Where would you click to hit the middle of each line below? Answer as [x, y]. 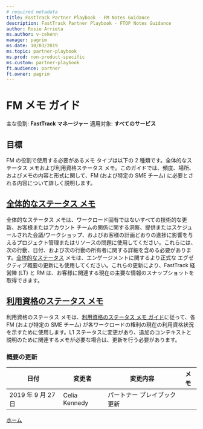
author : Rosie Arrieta [35, 29]
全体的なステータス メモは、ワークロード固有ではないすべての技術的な [94, 219]
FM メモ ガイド [43, 106]
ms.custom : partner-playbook [43, 62]
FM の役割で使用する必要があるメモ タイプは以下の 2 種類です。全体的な [97, 160]
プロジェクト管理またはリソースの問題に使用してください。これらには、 [106, 242]
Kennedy [76, 402]
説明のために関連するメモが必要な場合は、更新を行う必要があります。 [93, 339]
